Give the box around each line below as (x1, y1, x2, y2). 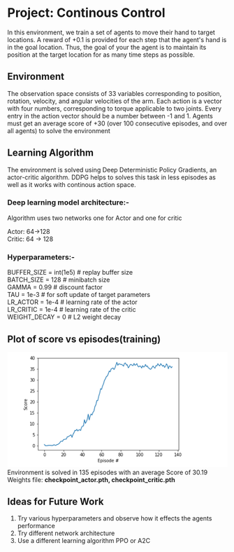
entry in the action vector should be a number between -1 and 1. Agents (7, 111, 213, 120)
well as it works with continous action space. (7, 180, 136, 188)
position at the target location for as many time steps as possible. (7, 50, 196, 59)
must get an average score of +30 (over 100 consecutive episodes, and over (7, 119, 228, 127)
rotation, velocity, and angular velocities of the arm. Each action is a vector (7, 97, 222, 105)
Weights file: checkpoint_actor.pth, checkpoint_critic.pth (7, 475, 176, 484)
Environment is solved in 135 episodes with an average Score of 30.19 (7, 468, 208, 476)
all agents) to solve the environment (7, 126, 110, 134)
